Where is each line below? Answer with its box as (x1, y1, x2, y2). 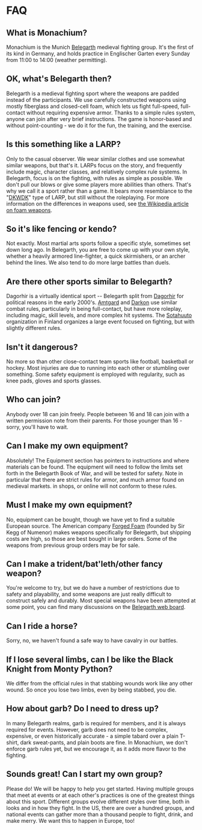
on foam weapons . (6, 206, 53, 214)
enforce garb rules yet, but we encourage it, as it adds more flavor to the (6, 745, 186, 752)
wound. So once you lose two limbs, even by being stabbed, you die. (6, 686, 177, 693)
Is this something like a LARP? (6, 139, 121, 149)
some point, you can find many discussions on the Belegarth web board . (6, 604, 186, 611)
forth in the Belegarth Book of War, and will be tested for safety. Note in (6, 469, 183, 476)
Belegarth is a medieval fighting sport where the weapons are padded (6, 90, 179, 97)
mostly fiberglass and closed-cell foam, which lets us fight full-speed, (6, 102, 179, 110)
